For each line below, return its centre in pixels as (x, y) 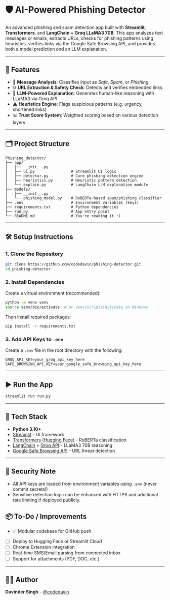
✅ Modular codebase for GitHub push (52, 531)
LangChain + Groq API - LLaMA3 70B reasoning (62, 445)
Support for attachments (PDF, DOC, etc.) (56, 559)
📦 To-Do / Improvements (46, 516)
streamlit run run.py (28, 396)
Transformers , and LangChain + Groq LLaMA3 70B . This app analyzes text (84, 33)
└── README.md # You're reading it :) (63, 216)
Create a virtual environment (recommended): (53, 293)
